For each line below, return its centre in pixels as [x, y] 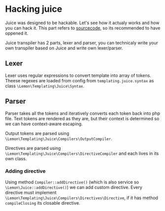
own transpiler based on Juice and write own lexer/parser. [64, 48]
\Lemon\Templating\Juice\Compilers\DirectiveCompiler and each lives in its [82, 153]
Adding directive [25, 171]
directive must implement [31, 192]
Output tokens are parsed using [37, 133]
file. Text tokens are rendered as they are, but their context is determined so [82, 118]
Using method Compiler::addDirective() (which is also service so [72, 182]
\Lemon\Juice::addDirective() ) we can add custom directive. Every [74, 187]
